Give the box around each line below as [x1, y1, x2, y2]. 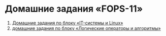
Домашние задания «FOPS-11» [5, 3, 143, 15]
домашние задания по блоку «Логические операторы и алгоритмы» [12, 25, 161, 31]
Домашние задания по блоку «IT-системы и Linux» [12, 20, 123, 26]
